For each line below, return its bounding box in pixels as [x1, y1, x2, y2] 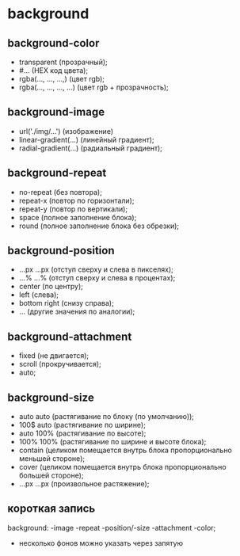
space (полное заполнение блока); [18, 212, 137, 222]
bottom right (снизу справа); [18, 299, 114, 308]
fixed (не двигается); [18, 351, 90, 360]
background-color [7, 36, 100, 50]
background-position [7, 244, 115, 257]
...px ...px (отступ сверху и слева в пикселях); [18, 265, 173, 274]
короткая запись [7, 502, 96, 516]
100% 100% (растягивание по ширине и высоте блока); [18, 437, 207, 447]
